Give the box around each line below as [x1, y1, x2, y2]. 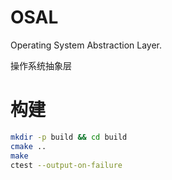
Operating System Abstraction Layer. [10, 39, 163, 51]
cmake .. [10, 141, 47, 151]
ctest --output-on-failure [10, 160, 123, 170]
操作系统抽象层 [10, 59, 72, 71]
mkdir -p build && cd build [10, 132, 128, 142]
